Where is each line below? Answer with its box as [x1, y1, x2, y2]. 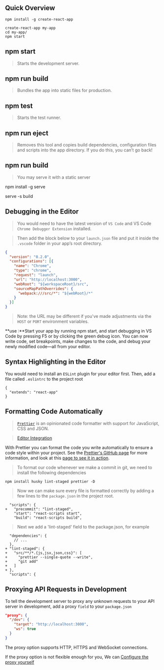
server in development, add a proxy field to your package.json [5, 603, 132, 609]
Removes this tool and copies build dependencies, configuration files [17, 142, 157, 148]
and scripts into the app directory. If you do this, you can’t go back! [17, 147, 153, 153]
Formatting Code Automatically [5, 407, 103, 416]
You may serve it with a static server [17, 174, 91, 180]
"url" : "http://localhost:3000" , [14, 277, 82, 282]
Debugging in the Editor [5, 208, 79, 216]
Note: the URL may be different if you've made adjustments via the [17, 313, 152, 319]
